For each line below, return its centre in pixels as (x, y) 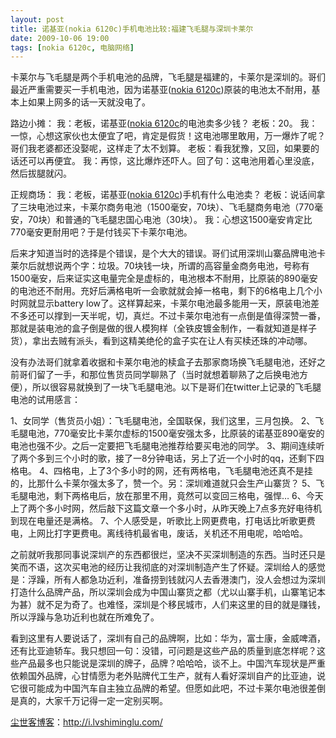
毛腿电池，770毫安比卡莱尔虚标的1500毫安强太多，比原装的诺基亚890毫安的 (167, 433)
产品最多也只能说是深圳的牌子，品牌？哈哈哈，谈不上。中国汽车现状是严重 (172, 663)
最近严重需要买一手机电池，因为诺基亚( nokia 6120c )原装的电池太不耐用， (161, 90)
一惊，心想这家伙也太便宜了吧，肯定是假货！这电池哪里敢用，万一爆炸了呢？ (168, 136)
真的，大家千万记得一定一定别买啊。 (93, 701)
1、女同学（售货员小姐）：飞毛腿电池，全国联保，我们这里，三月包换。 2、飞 (167, 421)
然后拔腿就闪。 (41, 173)
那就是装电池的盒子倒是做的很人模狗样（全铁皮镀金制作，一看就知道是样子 (163, 328)
